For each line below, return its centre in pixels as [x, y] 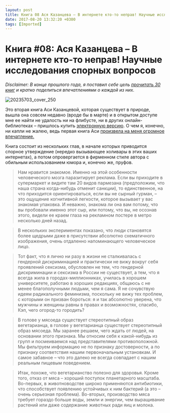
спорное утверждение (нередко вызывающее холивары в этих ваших [81, 152]
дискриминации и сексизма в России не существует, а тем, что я [89, 273]
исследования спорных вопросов [80, 71]
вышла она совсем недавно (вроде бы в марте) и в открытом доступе [81, 115]
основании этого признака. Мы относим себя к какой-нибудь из [88, 336]
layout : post [19, 10]
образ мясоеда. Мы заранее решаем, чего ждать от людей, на [86, 331]
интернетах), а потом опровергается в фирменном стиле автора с [77, 157]
